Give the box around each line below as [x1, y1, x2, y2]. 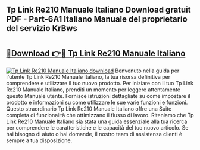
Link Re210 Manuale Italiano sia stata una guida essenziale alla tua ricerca [6, 118, 187, 125]
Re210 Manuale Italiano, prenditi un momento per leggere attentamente [6, 86, 180, 93]
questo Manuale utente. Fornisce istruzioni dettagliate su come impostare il [6, 93, 190, 99]
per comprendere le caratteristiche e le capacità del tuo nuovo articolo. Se [6, 124, 189, 131]
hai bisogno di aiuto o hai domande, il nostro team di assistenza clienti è [6, 131, 183, 137]
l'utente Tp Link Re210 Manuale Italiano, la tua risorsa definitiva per [6, 74, 171, 80]
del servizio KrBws [6, 23, 77, 33]
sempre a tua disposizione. [6, 137, 73, 144]
